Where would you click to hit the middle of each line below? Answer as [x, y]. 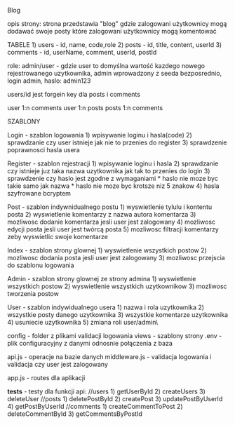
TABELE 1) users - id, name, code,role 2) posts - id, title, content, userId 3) [115, 45]
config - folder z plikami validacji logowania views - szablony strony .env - [115, 336]
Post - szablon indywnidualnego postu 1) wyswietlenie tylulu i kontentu [110, 207]
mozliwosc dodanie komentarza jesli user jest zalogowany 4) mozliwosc [112, 222]
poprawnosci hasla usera [44, 150]
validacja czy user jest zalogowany [58, 364]
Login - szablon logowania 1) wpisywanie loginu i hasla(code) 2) [100, 135]
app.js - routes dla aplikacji [46, 378]
